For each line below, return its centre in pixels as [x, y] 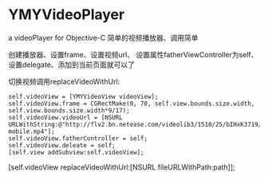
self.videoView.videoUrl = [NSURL [66, 117]
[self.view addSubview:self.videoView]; [77, 152]
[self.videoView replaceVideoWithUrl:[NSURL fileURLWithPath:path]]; [122, 167]
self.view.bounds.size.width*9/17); [69, 110]
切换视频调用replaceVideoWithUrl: [64, 81]
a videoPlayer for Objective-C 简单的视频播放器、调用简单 [103, 37]
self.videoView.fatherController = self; [78, 138]
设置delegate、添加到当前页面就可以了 [72, 65]
